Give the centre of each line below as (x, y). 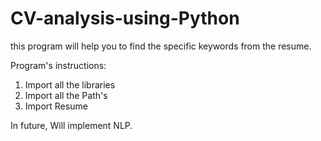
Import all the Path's (66, 95)
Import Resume (56, 106)
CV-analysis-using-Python (125, 18)
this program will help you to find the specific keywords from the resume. (161, 46)
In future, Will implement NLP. (71, 125)
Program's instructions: (58, 65)
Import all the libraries (70, 84)
